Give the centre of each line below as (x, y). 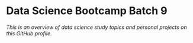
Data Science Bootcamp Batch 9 (87, 11)
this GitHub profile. (29, 33)
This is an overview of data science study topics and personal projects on (97, 27)
